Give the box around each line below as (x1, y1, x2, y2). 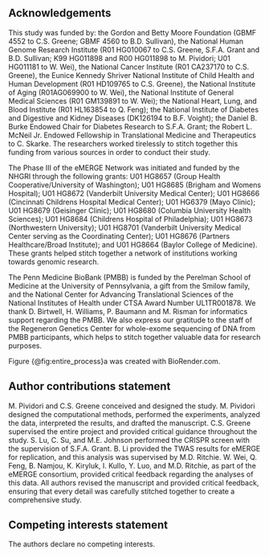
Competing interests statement (8, 518, 169, 532)
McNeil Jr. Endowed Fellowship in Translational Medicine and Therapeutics (8, 130, 257, 140)
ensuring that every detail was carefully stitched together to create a (8, 486, 235, 496)
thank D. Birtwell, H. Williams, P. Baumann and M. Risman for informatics (8, 306, 248, 316)
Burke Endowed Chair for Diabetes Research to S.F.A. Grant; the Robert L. (8, 121, 253, 131)
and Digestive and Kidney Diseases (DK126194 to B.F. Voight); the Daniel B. (8, 113, 258, 123)
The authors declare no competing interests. (8, 539, 156, 549)
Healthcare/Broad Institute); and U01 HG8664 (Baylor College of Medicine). (8, 240, 258, 249)
